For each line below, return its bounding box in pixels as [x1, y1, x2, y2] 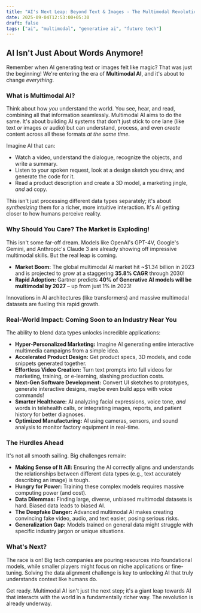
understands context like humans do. [6, 575, 98, 582]
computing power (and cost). [14, 489, 87, 497]
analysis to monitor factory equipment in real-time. [14, 423, 140, 430]
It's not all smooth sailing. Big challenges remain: [6, 452, 127, 459]
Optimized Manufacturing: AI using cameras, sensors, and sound [14, 417, 178, 424]
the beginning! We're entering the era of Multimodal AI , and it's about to [6, 70, 185, 77]
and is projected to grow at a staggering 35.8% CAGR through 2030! [14, 270, 185, 277]
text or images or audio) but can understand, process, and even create [6, 124, 181, 131]
